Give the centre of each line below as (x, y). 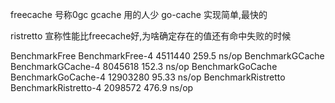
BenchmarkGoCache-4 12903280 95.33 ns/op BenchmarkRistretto (148, 77)
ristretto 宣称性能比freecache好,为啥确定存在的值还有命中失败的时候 (151, 36)
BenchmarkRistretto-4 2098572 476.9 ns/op (102, 87)
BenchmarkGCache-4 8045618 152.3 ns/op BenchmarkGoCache (144, 66)
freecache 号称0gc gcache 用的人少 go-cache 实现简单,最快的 (139, 14)
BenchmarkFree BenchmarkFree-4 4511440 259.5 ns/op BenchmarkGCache (167, 56)
